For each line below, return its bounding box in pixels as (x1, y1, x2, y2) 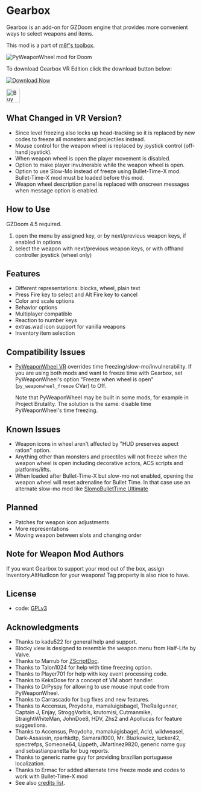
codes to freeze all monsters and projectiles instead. (14, 135, 146, 142)
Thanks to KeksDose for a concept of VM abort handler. (14, 677, 154, 684)
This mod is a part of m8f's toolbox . (6, 42, 95, 49)
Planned (6, 502, 38, 513)
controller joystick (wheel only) (14, 251, 92, 258)
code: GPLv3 (14, 604, 47, 612)
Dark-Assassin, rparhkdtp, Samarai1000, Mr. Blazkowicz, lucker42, (14, 734, 181, 742)
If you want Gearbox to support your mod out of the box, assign (6, 565, 165, 572)
